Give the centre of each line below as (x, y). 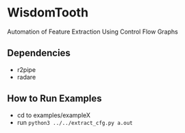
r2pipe (26, 69)
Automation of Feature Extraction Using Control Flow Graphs (92, 32)
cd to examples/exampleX (54, 115)
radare (26, 77)
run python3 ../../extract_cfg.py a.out (75, 122)
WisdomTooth (48, 13)
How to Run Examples (54, 98)
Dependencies (39, 53)
